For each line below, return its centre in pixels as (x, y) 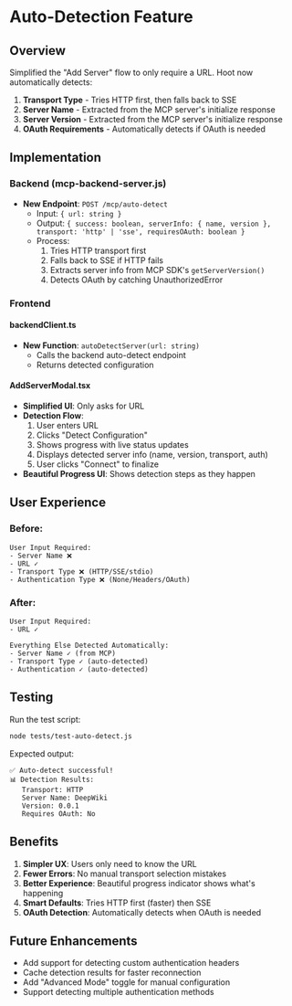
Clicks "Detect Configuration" (92, 435)
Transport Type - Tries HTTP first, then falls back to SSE (130, 100)
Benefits (34, 842)
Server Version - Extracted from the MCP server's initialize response (152, 119)
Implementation (56, 158)
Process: (53, 240)
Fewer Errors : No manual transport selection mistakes (124, 874)
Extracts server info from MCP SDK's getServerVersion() (157, 270)
